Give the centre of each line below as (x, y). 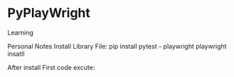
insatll (16, 54)
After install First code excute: (51, 67)
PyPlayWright (49, 13)
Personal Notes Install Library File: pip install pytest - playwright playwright (117, 46)
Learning (21, 32)
